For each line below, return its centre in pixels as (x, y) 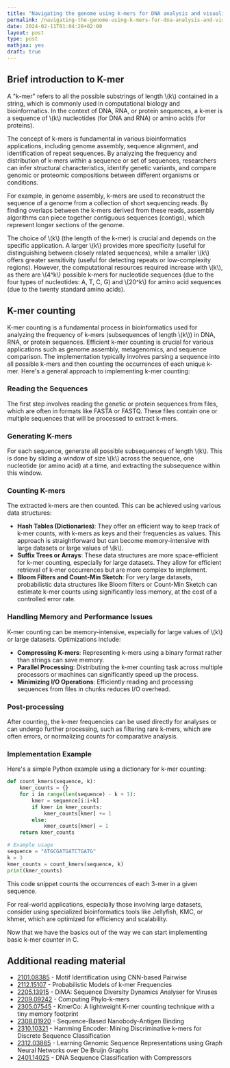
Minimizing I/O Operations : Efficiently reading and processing (105, 682)
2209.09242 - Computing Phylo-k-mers (73, 999)
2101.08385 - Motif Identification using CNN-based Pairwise (102, 977)
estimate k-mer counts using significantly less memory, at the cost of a (117, 592)
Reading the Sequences (48, 388)
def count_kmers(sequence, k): (52, 782)
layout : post (26, 33)
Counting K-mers (36, 491)
